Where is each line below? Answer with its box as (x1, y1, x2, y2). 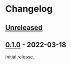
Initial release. (5, 54, 34, 60)
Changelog (5, 3, 53, 15)
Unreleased (5, 23, 43, 32)
